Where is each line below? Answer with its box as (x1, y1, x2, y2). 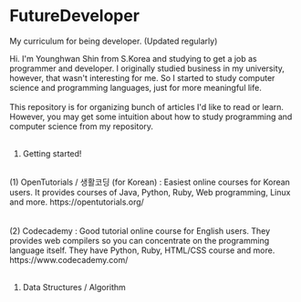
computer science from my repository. (9, 120, 153, 132)
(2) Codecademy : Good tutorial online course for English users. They (9, 225, 271, 237)
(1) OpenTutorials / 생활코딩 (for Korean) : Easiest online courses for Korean (9, 176, 290, 187)
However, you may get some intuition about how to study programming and (9, 111, 293, 122)
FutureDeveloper (9, 5, 140, 26)
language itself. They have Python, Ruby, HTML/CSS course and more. (9, 245, 275, 256)
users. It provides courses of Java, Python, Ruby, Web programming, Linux (9, 186, 291, 197)
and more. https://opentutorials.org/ (9, 196, 144, 207)
